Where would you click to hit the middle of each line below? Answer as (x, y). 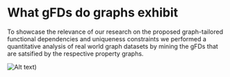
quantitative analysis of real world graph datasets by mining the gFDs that (113, 46)
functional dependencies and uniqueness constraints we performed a (107, 38)
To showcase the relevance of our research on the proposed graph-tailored (115, 32)
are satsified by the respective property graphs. (75, 54)
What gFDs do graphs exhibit (93, 13)
